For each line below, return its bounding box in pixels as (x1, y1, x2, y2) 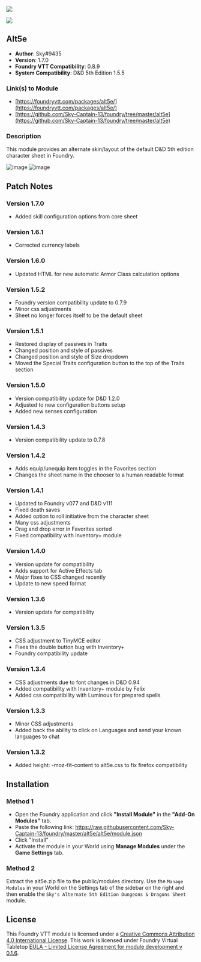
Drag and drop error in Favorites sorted (14, 525, 112, 532)
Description (6, 132, 41, 141)
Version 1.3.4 (6, 665, 46, 673)
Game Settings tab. (14, 849, 64, 856)
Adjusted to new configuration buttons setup (14, 401, 126, 409)
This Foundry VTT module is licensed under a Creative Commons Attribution (6, 930, 195, 938)
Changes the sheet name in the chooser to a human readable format (14, 471, 184, 478)
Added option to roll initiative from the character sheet (14, 513, 149, 520)
